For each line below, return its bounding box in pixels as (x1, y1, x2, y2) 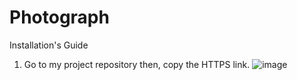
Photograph (9, 6, 110, 29)
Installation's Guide (9, 39, 89, 51)
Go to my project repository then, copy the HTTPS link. (23, 58, 251, 70)
